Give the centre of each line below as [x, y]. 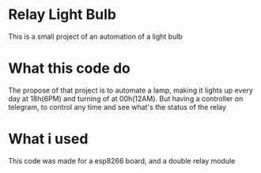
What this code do [69, 68]
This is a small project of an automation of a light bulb [96, 36]
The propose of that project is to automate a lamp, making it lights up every [130, 90]
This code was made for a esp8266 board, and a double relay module [122, 160]
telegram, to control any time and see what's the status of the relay [117, 107]
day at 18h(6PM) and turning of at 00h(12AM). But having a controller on [126, 98]
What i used [48, 139]
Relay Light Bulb [62, 15]
